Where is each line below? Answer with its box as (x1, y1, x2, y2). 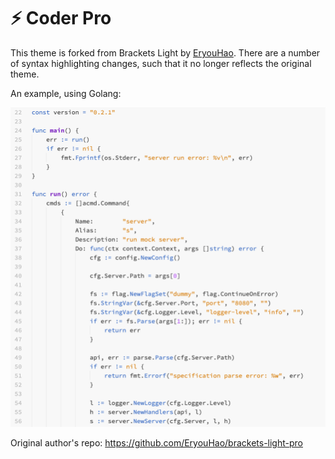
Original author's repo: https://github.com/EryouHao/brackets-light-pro (10, 436, 303, 449)
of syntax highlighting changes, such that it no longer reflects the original (10, 57, 312, 69)
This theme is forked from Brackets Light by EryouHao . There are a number (10, 46, 321, 59)
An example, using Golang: (10, 87, 122, 99)
